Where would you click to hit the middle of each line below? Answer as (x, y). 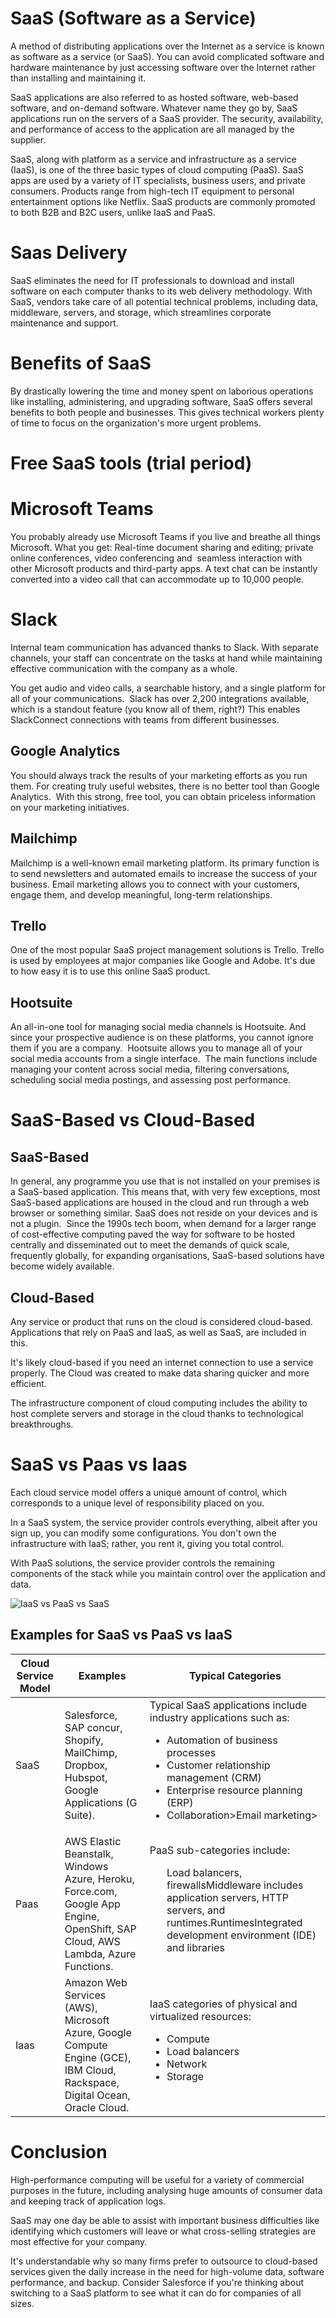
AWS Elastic (93, 1841)
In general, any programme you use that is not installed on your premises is (165, 1181)
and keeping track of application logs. (88, 2201)
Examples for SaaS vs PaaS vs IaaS (121, 1635)
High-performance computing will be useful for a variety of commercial (157, 2179)
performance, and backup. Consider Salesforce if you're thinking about (157, 2282)
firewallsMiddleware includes (235, 1885)
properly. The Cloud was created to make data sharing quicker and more (160, 1373)
